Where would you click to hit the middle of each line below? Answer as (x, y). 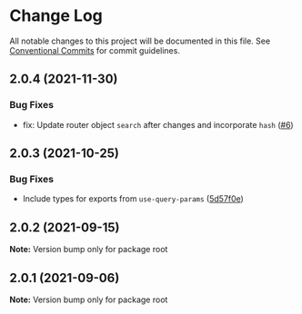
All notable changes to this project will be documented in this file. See (140, 41)
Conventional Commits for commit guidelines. (95, 50)
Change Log (56, 16)
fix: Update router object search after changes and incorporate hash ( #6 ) (158, 124)
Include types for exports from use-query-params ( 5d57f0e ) (133, 199)
